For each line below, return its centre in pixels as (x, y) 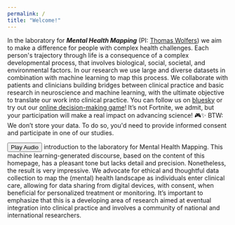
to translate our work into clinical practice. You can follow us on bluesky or (115, 100)
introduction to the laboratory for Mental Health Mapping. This (133, 146)
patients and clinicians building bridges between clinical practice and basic (116, 85)
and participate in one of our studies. (61, 132)
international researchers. (45, 215)
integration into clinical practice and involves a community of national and (114, 207)
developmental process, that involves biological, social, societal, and (106, 62)
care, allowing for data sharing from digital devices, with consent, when (110, 185)
